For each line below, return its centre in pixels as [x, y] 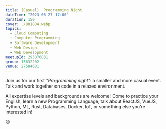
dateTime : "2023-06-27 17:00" [37, 15]
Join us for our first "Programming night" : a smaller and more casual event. [83, 81]
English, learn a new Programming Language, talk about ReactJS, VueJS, [81, 101]
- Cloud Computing [29, 33]
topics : [13, 29]
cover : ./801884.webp [28, 24]
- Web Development [29, 52]
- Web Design [23, 48]
